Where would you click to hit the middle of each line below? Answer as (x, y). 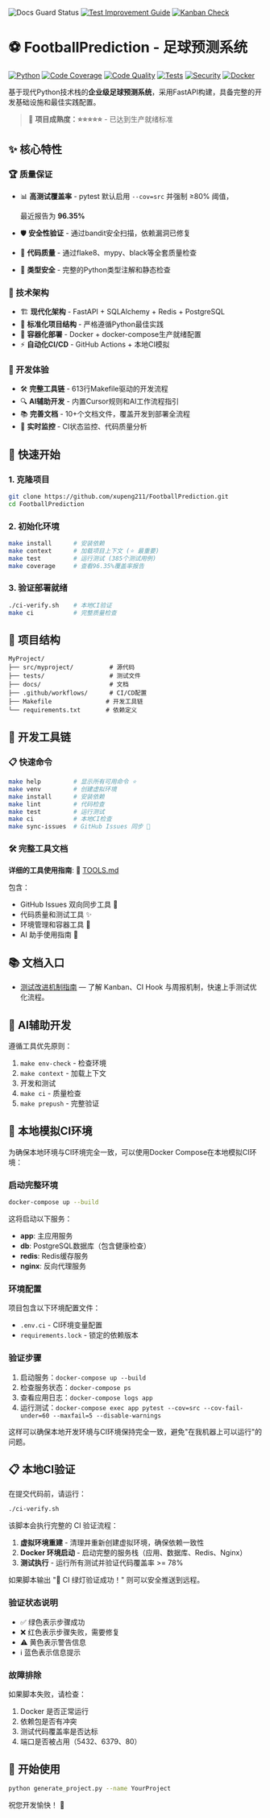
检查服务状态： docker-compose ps (75, 1387)
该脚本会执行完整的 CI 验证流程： (63, 1525)
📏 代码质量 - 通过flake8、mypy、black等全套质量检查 (108, 252)
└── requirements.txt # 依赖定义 (73, 710)
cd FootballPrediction (46, 504)
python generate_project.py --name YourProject (90, 1788)
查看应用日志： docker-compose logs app (86, 1397)
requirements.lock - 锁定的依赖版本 (79, 1335)
